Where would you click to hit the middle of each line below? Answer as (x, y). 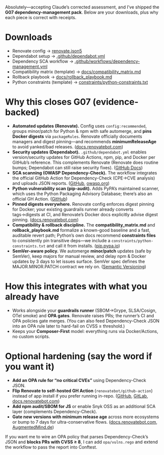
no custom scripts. (31, 336)
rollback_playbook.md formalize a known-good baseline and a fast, (81, 230)
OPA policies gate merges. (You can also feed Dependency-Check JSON (86, 321)
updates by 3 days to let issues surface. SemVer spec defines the (79, 261)
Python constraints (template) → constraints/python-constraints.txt (80, 82)
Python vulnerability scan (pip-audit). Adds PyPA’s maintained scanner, (86, 188)
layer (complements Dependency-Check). (55, 411)
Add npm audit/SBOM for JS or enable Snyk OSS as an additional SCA (84, 406)
